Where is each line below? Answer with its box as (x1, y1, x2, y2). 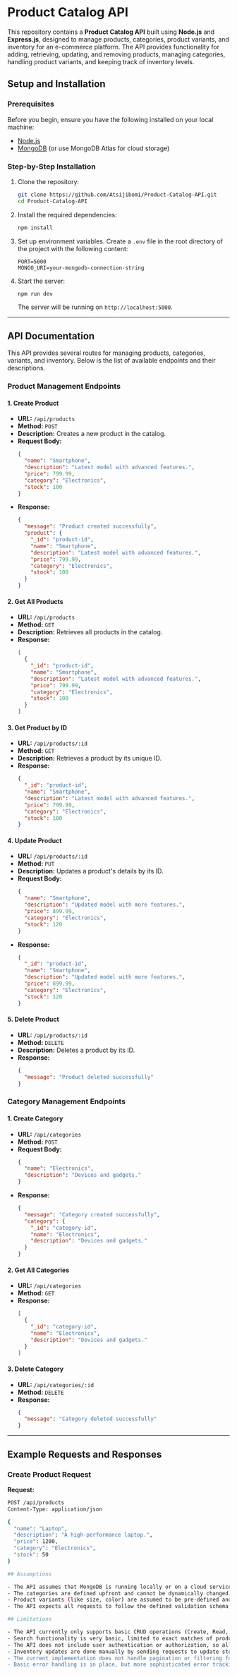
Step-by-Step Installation (7, 162, 97, 171)
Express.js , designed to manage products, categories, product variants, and (7, 35, 229, 43)
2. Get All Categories (7, 1266, 70, 1274)
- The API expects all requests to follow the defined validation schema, (7, 1603, 232, 1610)
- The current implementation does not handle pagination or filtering (7, 1655, 222, 1662)
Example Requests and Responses (7, 1448, 162, 1461)
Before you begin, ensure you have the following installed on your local (7, 115, 214, 123)
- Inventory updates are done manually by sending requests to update (7, 1648, 219, 1655)
